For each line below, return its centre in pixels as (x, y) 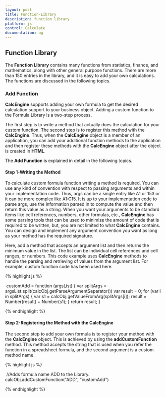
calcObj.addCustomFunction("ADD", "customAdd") (57, 379)
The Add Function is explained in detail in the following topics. (69, 161)
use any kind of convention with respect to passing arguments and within (80, 188)
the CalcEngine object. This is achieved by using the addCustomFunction (81, 339)
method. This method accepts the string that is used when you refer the (79, 344)
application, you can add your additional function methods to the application (83, 141)
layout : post (19, 10)
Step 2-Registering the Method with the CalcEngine (59, 322)
